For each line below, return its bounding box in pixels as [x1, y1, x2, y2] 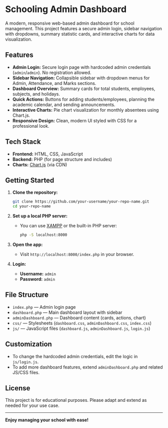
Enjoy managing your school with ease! [5, 417, 89, 423]
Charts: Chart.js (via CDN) [12, 161, 67, 167]
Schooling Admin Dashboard [5, 4, 126, 15]
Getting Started [5, 176, 54, 185]
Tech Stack [5, 137, 41, 146]
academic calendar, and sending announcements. [12, 102, 115, 108]
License [5, 384, 30, 393]
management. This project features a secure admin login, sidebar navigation [5, 25, 162, 31]
